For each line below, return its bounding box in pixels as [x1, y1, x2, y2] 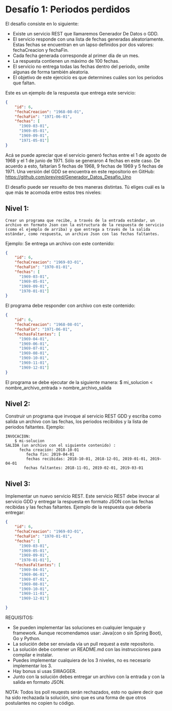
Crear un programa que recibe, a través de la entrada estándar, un [5, 217, 155, 223]
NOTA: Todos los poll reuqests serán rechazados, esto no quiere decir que [5, 689, 163, 695]
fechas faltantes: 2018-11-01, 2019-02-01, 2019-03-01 [24, 465, 144, 471]
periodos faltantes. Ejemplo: [5, 424, 65, 430]
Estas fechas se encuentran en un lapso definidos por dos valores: [12, 41, 154, 47]
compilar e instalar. [12, 652, 53, 658]
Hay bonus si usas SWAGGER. [12, 668, 77, 674]
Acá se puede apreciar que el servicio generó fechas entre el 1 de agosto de [5, 152, 167, 158]
